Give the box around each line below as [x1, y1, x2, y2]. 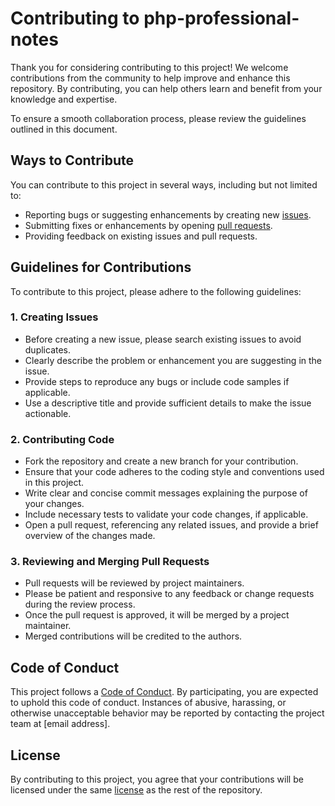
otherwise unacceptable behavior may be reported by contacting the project [10, 707, 325, 719]
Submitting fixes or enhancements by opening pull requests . [24, 219, 273, 231]
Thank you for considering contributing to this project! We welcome [10, 61, 289, 73]
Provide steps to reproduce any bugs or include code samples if [24, 375, 290, 387]
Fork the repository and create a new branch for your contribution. [24, 455, 299, 467]
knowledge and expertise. [10, 93, 118, 105]
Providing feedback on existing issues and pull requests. [24, 230, 258, 242]
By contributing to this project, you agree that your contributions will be [10, 773, 304, 786]
